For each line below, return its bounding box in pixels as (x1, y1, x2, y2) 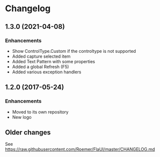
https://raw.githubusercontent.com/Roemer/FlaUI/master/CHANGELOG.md (5, 146, 155, 152)
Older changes (5, 128, 51, 136)
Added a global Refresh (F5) (12, 64, 69, 69)
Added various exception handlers (12, 69, 81, 75)
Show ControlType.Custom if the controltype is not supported (12, 48, 136, 54)
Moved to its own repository (12, 109, 69, 115)
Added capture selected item (12, 53, 71, 59)
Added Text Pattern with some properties (12, 58, 95, 64)
